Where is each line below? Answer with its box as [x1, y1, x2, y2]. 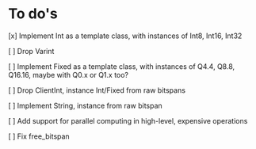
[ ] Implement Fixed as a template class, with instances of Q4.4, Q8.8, [8, 61, 235, 71]
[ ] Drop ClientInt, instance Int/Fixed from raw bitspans [8, 85, 186, 95]
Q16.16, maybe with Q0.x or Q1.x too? [8, 70, 129, 79]
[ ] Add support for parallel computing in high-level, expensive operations [8, 116, 248, 125]
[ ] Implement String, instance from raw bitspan [8, 101, 162, 110]
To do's [8, 5, 58, 23]
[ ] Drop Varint [8, 46, 55, 55]
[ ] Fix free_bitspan [8, 132, 70, 141]
